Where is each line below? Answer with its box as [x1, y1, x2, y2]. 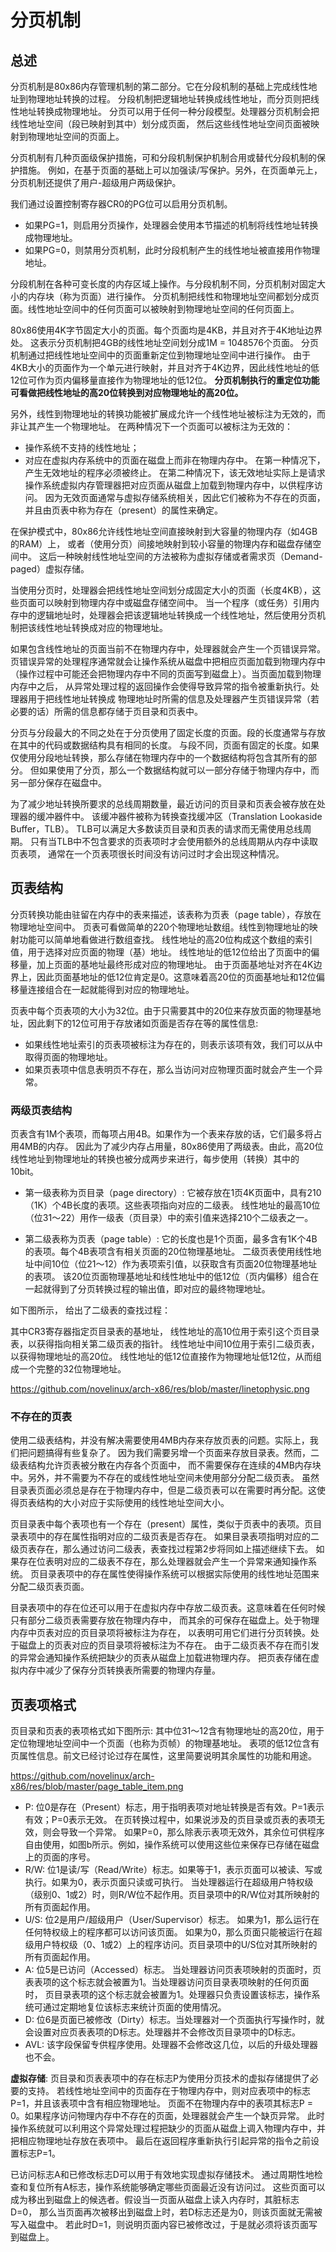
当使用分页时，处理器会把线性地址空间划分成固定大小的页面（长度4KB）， [10, 584, 313, 596]
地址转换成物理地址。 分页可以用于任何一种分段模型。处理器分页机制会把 [18, 106, 320, 117]
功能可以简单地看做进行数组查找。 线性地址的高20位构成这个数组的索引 [18, 933, 313, 945]
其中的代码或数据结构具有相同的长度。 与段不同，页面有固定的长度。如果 [18, 739, 320, 751]
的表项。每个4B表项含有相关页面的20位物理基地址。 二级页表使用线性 [24, 1246, 313, 1258]
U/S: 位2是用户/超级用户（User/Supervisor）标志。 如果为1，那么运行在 [24, 1914, 320, 1926]
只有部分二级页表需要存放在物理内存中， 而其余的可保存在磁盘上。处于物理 [10, 1614, 320, 1626]
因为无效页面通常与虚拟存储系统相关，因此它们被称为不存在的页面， [44, 492, 326, 503]
